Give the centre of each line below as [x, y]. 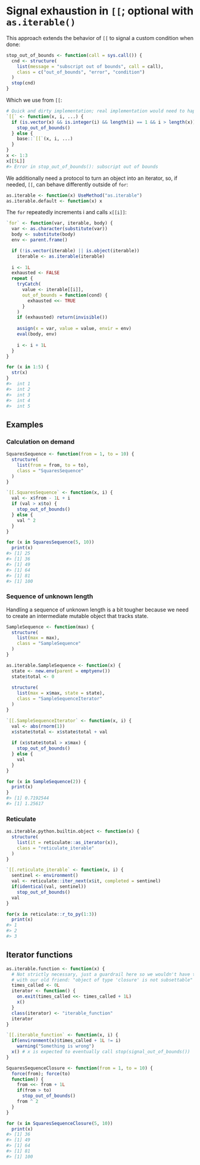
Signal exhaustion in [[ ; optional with [100, 11]
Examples [25, 425]
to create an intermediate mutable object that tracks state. [77, 616]
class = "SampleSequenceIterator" [60, 699]
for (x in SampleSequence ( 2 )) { [46, 781]
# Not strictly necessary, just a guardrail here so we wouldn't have [101, 974]
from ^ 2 [28, 1102]
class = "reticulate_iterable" [56, 848]
